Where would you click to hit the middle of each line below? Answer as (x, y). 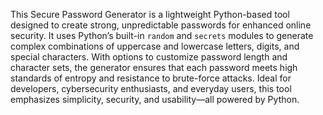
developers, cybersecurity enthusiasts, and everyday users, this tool (151, 88)
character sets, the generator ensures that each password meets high (154, 67)
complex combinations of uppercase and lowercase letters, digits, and (155, 46)
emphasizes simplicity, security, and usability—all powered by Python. (155, 99)
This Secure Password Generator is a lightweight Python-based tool (150, 14)
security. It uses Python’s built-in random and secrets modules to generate (162, 35)
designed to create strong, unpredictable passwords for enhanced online (161, 25)
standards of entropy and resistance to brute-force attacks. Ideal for (151, 78)
